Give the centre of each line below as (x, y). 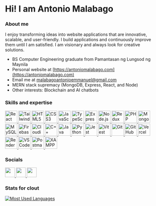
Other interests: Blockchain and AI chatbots (55, 90)
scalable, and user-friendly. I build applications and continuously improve (78, 40)
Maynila (20, 64)
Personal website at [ (33, 70)
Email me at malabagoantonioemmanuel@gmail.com (64, 80)
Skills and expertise (29, 103)
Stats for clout (22, 188)
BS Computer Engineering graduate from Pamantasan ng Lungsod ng (81, 59)
